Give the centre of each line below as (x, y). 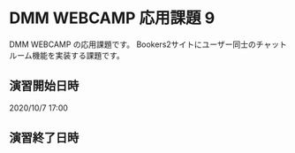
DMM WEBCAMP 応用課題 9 (112, 18)
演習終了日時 (44, 138)
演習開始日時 (44, 86)
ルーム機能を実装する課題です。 (67, 55)
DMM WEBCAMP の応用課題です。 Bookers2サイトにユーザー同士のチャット (148, 44)
